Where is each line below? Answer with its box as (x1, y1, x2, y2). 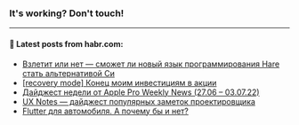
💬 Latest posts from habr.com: (9, 38, 124, 49)
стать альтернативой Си (21, 67, 116, 78)
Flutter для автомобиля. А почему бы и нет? (21, 105, 190, 116)
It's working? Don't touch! (9, 7, 125, 20)
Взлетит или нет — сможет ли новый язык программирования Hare (21, 59, 280, 69)
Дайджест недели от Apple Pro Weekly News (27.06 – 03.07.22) (21, 87, 260, 98)
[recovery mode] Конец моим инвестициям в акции (21, 77, 217, 88)
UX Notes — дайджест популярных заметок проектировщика (21, 96, 256, 106)
